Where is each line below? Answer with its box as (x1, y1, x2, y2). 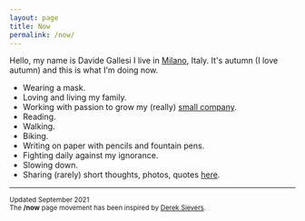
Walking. (22, 121, 56, 132)
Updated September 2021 (9, 196, 90, 205)
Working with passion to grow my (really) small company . (22, 102, 238, 113)
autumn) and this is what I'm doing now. (9, 65, 159, 75)
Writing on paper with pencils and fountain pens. (22, 140, 205, 151)
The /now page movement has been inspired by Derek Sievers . (9, 204, 207, 213)
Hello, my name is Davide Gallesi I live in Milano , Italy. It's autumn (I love (9, 55, 279, 66)
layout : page (9, 13, 59, 23)
